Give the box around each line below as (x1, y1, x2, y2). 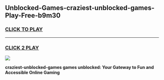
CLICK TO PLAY (5, 26, 43, 33)
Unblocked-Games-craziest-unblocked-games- (5, 4, 155, 12)
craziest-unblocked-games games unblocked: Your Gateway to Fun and (5, 64, 154, 70)
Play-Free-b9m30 (5, 12, 61, 20)
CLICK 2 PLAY (5, 44, 39, 51)
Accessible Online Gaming (5, 69, 60, 75)
